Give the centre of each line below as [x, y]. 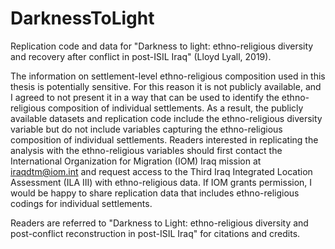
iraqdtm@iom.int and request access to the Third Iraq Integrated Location [161, 171]
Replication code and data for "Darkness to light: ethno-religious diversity [162, 46]
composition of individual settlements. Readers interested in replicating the [164, 139]
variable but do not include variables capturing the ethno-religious [146, 129]
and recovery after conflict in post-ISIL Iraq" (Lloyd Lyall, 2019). [141, 56]
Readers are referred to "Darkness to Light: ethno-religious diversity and [159, 223]
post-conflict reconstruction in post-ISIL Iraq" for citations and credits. [155, 233]
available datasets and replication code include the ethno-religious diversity [166, 118]
